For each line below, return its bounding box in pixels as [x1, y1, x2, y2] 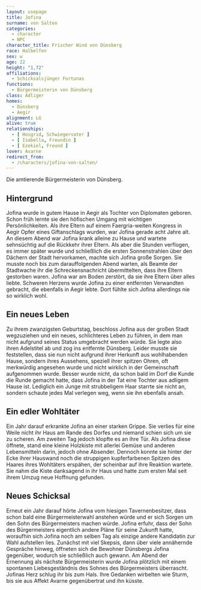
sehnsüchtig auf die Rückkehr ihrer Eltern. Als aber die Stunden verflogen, [6, 241, 190, 248]
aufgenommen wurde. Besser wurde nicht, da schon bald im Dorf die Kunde [6, 370, 194, 377]
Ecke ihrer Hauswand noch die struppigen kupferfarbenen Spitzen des [6, 454, 181, 462]
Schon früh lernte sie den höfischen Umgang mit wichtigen [6, 215, 152, 223]
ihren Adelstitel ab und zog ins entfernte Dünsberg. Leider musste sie [6, 345, 178, 352]
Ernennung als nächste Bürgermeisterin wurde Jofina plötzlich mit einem [6, 558, 186, 565]
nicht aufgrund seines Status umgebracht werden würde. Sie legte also [6, 338, 182, 345]
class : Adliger [6, 92, 44, 98]
